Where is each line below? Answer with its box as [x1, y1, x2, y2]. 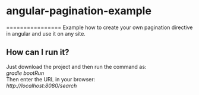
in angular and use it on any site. [6, 30, 86, 37]
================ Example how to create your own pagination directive [6, 24, 193, 31]
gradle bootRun [6, 69, 45, 77]
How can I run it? [6, 47, 70, 58]
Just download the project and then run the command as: [6, 63, 147, 70]
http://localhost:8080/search [6, 82, 77, 89]
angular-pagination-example [6, 4, 151, 18]
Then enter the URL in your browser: [6, 75, 96, 83]
